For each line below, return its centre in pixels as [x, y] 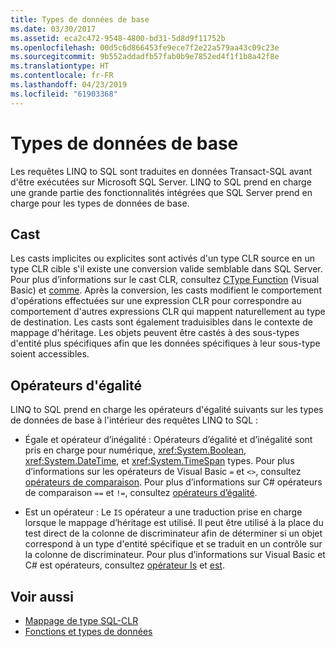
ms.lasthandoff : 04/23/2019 [69, 85]
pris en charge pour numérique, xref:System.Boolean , [135, 450]
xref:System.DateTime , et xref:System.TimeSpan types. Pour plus [159, 461]
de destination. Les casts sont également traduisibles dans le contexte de [161, 322]
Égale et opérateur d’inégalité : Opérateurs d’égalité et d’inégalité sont [168, 440]
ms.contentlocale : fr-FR [62, 76]
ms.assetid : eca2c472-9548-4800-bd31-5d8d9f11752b [118, 38]
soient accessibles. [50, 354]
